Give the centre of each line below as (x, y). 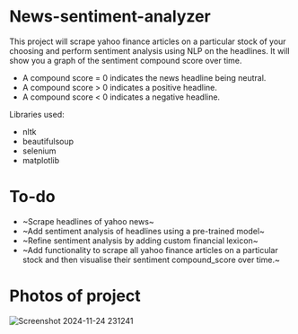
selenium (39, 151)
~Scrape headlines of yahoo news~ (88, 221)
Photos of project (75, 296)
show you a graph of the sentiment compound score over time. (126, 60)
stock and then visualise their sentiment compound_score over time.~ (151, 259)
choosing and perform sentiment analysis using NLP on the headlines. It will (149, 50)
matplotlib (41, 160)
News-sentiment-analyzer (110, 17)
